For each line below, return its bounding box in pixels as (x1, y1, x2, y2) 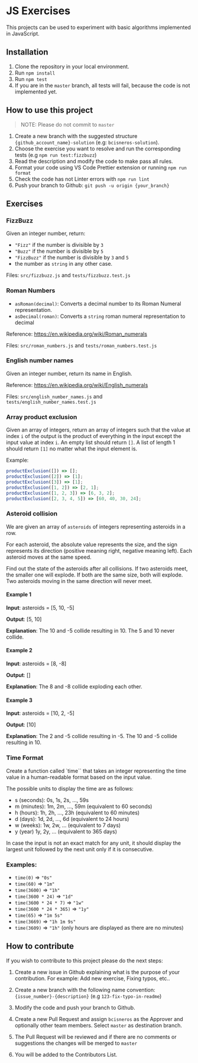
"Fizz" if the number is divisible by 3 (14, 241, 103, 249)
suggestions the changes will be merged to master (14, 1039, 138, 1046)
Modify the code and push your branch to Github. (14, 1004, 135, 1011)
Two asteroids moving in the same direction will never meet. (6, 577, 152, 584)
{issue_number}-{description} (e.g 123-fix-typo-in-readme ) (14, 993, 162, 1000)
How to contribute (6, 941, 74, 951)
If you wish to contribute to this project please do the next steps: (6, 957, 164, 964)
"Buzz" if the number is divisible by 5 (14, 247, 103, 255)
